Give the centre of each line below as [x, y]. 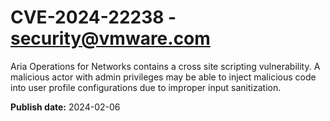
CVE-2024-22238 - [93, 17]
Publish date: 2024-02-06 [65, 107]
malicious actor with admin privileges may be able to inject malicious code [163, 77]
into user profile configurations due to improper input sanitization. [146, 87]
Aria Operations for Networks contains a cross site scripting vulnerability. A [165, 66]
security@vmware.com [110, 38]
